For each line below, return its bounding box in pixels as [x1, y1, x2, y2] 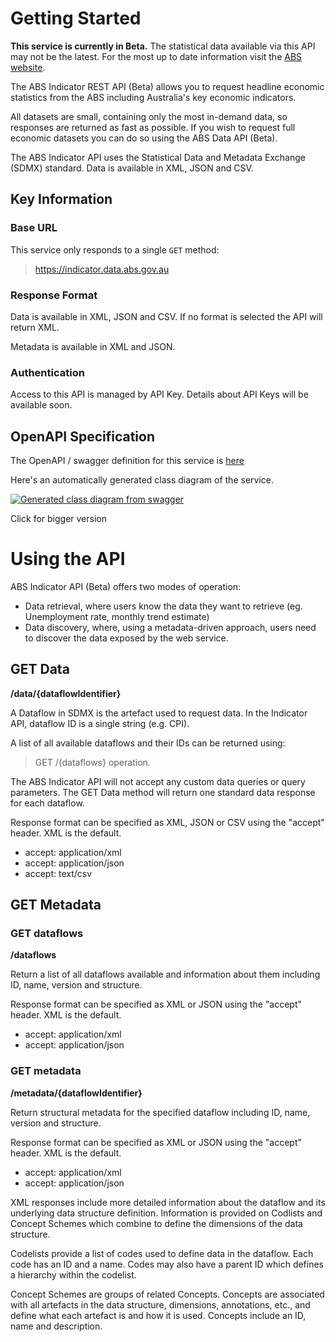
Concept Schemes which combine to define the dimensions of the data [10, 1217, 303, 1229]
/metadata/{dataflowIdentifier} [10, 1087, 143, 1099]
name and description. [10, 1320, 103, 1332]
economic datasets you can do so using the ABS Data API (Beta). [10, 132, 278, 144]
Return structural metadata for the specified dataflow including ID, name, [10, 1106, 311, 1118]
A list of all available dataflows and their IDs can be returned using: [10, 737, 286, 749]
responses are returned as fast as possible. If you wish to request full [10, 121, 296, 133]
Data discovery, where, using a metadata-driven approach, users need [24, 621, 317, 633]
